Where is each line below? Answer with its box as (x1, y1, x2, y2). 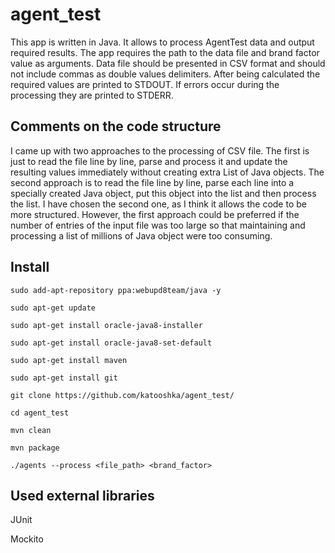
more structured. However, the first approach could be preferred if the (10, 208, 300, 220)
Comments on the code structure (10, 118, 222, 135)
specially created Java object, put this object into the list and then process (10, 187, 317, 199)
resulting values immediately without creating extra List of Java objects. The (10, 166, 325, 178)
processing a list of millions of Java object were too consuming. (10, 229, 273, 242)
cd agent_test (10, 408, 70, 418)
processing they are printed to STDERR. (10, 89, 174, 101)
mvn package (10, 443, 60, 453)
